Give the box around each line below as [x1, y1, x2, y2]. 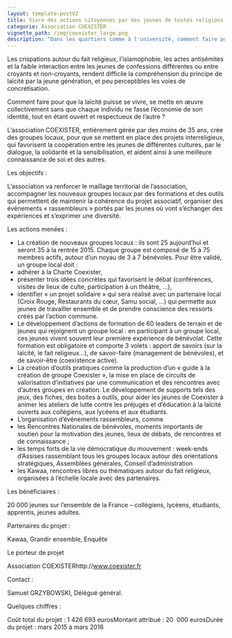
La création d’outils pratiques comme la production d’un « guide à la [17, 364, 211, 372]
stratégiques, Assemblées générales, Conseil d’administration [17, 459, 193, 468]
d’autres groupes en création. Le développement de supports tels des [17, 386, 216, 394]
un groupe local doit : [17, 260, 78, 269]
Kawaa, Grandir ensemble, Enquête [7, 535, 108, 544]
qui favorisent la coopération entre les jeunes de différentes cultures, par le [7, 141, 222, 149]
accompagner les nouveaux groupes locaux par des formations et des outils [7, 190, 224, 198]
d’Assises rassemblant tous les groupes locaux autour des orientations [17, 452, 218, 461]
